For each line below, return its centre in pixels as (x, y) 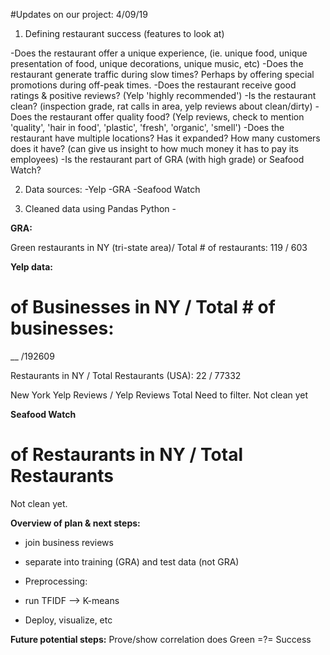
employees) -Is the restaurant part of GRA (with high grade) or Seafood (157, 159)
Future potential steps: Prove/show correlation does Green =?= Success (161, 639)
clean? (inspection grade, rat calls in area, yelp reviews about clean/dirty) (161, 106)
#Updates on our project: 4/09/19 (79, 14)
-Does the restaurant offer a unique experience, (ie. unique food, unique (159, 53)
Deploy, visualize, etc (68, 620)
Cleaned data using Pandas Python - (100, 208)
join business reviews (69, 542)
